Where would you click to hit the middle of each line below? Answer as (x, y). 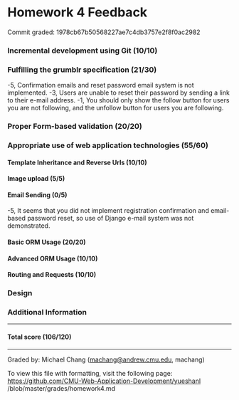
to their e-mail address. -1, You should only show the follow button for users (118, 100)
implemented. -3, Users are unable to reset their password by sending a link (118, 93)
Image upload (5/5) (36, 179)
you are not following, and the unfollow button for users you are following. (116, 108)
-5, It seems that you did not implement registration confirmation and (108, 211)
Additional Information (47, 312)
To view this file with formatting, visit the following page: (90, 373)
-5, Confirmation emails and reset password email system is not (101, 85)
